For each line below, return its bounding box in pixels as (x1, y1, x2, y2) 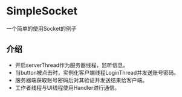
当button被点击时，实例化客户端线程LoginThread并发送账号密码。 (15, 69, 180, 76)
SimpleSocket (6, 4, 77, 18)
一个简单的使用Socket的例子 (6, 25, 77, 32)
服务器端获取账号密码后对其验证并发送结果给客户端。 (15, 77, 148, 84)
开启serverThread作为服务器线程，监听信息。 (15, 61, 129, 69)
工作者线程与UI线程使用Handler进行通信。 (15, 84, 120, 91)
